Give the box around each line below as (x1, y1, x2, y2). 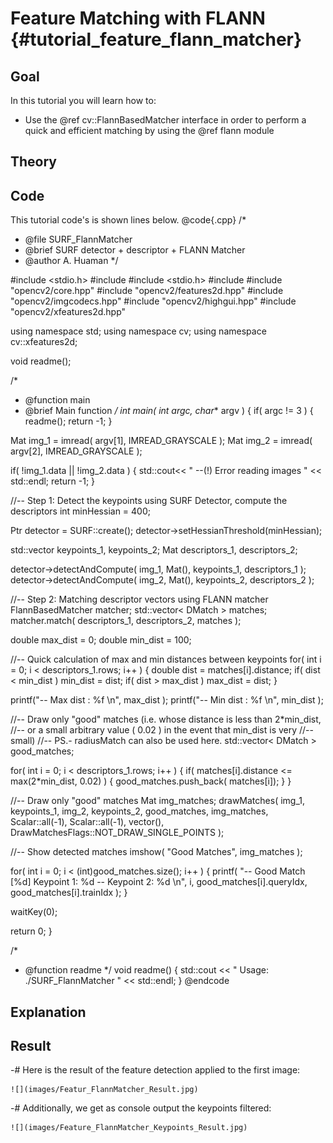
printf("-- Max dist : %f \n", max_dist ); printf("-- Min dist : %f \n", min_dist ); (10, 694, 324, 706)
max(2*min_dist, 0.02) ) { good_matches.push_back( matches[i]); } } (10, 775, 292, 787)
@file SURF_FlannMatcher (24, 233, 133, 246)
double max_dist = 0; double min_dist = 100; (10, 634, 192, 646)
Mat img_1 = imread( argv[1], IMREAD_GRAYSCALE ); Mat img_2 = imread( (10, 435, 313, 447)
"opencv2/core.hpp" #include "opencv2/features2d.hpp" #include (10, 285, 284, 297)
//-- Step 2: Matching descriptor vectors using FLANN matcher (10, 593, 269, 606)
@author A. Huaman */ (24, 255, 119, 267)
